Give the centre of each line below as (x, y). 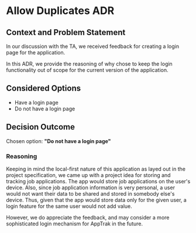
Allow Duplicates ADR (60, 11)
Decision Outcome (40, 127)
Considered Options (43, 88)
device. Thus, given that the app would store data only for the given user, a (97, 200)
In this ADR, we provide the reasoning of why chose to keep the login (89, 64)
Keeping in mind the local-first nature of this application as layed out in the (96, 169)
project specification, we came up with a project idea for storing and (88, 175)
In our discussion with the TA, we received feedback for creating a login (93, 46)
